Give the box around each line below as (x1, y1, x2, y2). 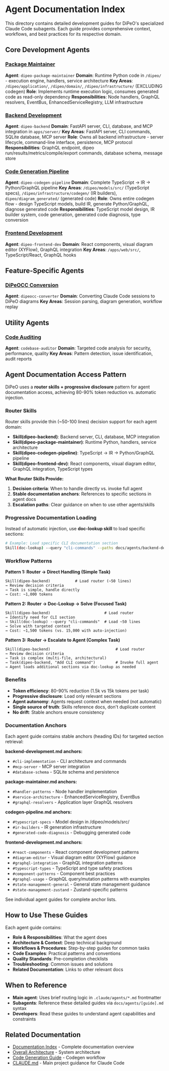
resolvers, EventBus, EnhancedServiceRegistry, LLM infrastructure (5, 99, 143, 105)
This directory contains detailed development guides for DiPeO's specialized (5, 20, 164, 26)
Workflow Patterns (5, 557, 52, 564)
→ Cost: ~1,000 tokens (5, 592, 53, 597)
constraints (12, 1016, 36, 1022)
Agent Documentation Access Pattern (5, 370, 127, 379)
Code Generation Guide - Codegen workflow (12, 1054, 106, 1061)
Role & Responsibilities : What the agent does (12, 934, 107, 940)
